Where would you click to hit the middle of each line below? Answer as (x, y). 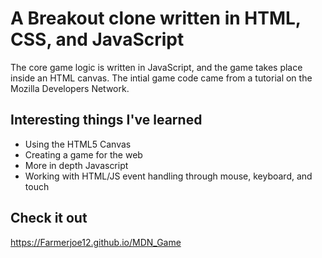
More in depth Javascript (76, 165)
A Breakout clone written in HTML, (156, 18)
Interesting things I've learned (106, 120)
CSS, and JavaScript (97, 39)
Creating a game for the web (83, 154)
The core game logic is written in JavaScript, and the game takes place (156, 67)
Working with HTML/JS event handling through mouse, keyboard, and (168, 176)
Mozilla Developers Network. (70, 88)
